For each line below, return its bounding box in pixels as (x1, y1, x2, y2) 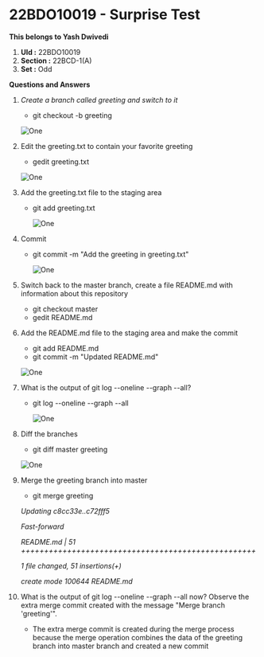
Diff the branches (20, 428, 78, 439)
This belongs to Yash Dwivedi (9, 32, 109, 41)
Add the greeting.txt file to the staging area (20, 187, 162, 197)
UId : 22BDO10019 (20, 47, 81, 57)
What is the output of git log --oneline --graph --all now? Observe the (20, 592, 250, 601)
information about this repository (20, 288, 129, 298)
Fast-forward (20, 522, 64, 531)
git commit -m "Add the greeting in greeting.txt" (32, 249, 189, 259)
